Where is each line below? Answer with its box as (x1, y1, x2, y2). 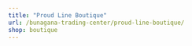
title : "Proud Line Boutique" (8, 11, 108, 19)
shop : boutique (8, 26, 58, 34)
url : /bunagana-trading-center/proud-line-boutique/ (8, 19, 185, 27)
